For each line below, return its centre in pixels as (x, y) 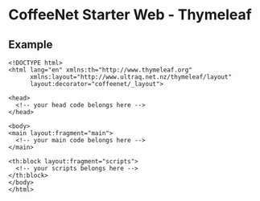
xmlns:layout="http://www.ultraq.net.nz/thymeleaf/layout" (130, 77)
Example (31, 45)
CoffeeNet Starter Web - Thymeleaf (130, 15)
